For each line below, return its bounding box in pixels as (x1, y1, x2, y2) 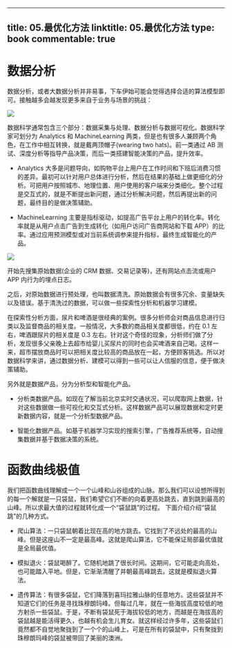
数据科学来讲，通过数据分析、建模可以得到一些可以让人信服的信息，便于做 (7, 356, 219, 365)
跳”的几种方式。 (7, 512, 53, 520)
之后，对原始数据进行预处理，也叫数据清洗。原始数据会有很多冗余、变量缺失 (7, 290, 225, 298)
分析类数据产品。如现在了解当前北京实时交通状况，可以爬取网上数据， (17, 394, 217, 403)
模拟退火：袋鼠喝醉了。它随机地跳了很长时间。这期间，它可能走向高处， (17, 559, 223, 567)
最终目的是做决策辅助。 (29, 198, 97, 207)
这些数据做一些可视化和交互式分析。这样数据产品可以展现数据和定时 (23, 403, 217, 412)
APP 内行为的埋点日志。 (7, 276, 76, 284)
